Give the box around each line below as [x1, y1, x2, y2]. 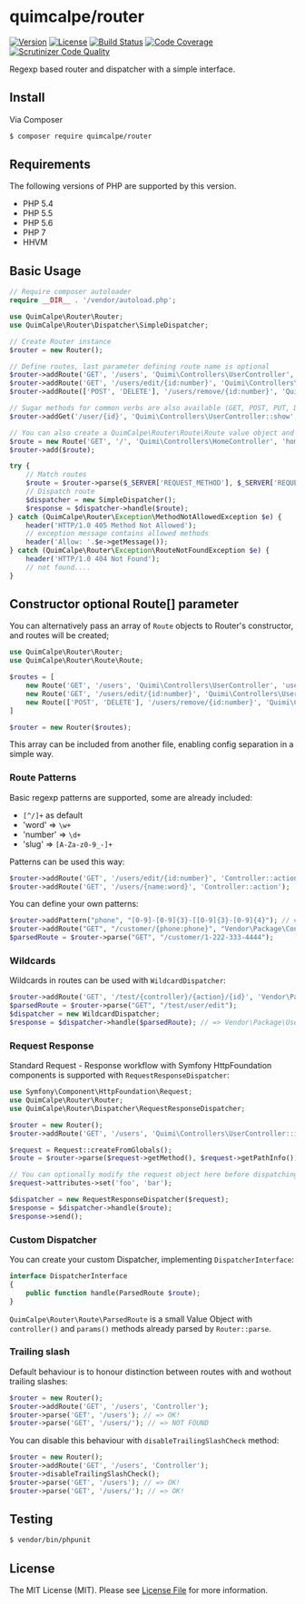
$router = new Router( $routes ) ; [9, 723, 132, 732]
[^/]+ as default [22, 810, 84, 821]
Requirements [9, 157, 91, 172]
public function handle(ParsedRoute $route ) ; [25, 1288, 202, 1297]
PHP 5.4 [22, 198, 54, 210]
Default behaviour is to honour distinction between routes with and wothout [9, 1366, 292, 1377]
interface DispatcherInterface [9, 1272, 128, 1281]
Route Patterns [9, 772, 77, 784]
